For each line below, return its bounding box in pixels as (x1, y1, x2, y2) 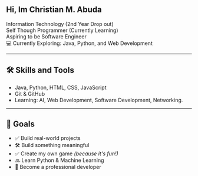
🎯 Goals (6, 119, 35, 129)
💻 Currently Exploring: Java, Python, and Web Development (6, 40, 153, 47)
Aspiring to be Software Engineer (6, 32, 87, 40)
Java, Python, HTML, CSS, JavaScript (14, 84, 107, 91)
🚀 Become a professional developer (14, 164, 101, 171)
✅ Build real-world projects (14, 135, 81, 142)
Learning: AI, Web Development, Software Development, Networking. (14, 96, 183, 103)
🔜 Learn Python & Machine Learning (14, 157, 104, 164)
